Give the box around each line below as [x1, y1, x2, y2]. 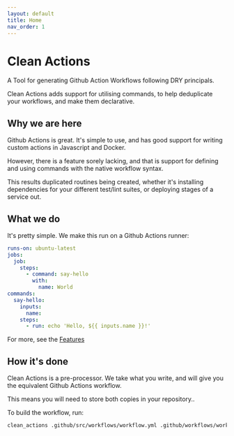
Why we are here [7, 117, 82, 129]
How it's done [7, 355, 68, 367]
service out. [7, 193, 42, 201]
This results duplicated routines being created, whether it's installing [7, 178, 204, 186]
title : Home [7, 17, 42, 24]
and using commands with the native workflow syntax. [7, 165, 164, 173]
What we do [7, 213, 61, 225]
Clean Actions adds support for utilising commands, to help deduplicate [7, 90, 213, 98]
